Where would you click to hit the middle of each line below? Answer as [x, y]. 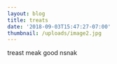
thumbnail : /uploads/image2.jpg [54, 33]
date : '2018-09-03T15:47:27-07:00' [59, 26]
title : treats [28, 20]
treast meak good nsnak [42, 53]
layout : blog [26, 14]
